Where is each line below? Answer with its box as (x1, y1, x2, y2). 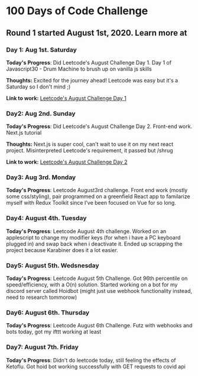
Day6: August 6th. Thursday (6, 308, 90, 317)
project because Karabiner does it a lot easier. (6, 246, 118, 253)
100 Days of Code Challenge (6, 4, 148, 18)
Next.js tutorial (6, 129, 42, 136)
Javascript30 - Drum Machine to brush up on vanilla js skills (6, 65, 152, 72)
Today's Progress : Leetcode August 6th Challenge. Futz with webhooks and (6, 322, 193, 329)
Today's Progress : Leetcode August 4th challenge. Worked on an (6, 227, 167, 235)
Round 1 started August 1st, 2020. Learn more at (6, 28, 187, 38)
